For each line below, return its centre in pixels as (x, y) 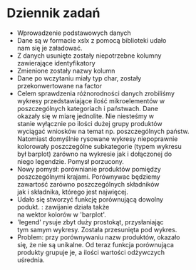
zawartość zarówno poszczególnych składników (88, 184)
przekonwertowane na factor (60, 85)
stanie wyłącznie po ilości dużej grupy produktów (89, 123)
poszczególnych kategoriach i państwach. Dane (87, 108)
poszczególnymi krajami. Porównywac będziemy (89, 177)
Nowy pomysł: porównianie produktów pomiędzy (89, 169)
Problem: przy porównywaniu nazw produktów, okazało (98, 237)
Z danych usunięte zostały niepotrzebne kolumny (89, 56)
